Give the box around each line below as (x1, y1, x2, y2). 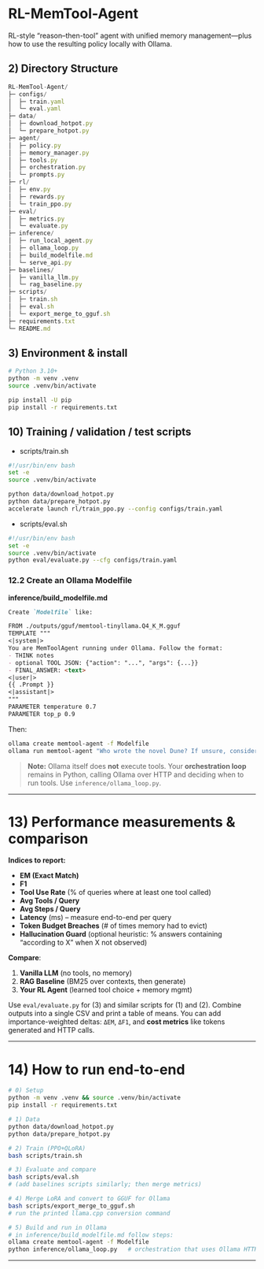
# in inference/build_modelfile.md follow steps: (8, 1230, 174, 1239)
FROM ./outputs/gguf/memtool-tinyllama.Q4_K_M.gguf (8, 622, 181, 630)
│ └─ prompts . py (8, 171, 65, 179)
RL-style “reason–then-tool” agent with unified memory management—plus (8, 31, 252, 40)
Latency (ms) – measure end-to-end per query (19, 913, 172, 922)
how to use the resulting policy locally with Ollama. (8, 39, 173, 48)
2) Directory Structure (8, 62, 119, 76)
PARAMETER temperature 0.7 (8, 703, 97, 711)
